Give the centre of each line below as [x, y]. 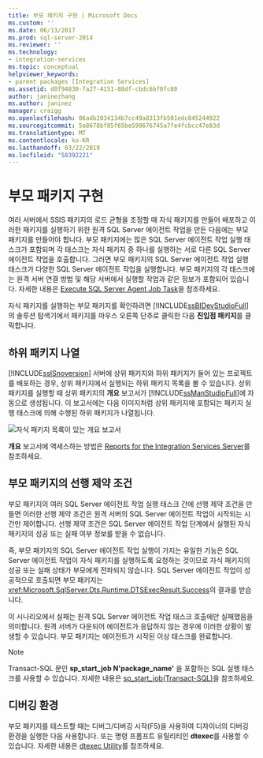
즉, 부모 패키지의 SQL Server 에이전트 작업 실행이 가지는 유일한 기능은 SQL [124, 550]
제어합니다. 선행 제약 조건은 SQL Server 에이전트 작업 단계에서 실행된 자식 [137, 523]
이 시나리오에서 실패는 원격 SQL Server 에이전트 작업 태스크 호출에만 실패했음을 [131, 616]
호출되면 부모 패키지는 [69, 580]
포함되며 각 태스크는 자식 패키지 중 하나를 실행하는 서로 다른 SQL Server [140, 250]
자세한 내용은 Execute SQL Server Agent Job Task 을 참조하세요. [119, 289]
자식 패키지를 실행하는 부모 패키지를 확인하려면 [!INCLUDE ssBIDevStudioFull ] [129, 306]
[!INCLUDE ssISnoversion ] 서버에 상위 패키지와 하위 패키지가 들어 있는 [117, 373]
